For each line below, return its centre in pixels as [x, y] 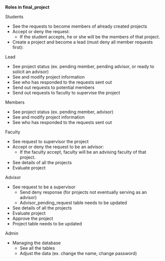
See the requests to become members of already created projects [80, 26]
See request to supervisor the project [51, 141]
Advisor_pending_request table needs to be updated [73, 203]
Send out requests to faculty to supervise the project [66, 93]
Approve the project [33, 218]
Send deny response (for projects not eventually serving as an [83, 192]
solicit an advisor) [30, 72]
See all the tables [37, 248]
